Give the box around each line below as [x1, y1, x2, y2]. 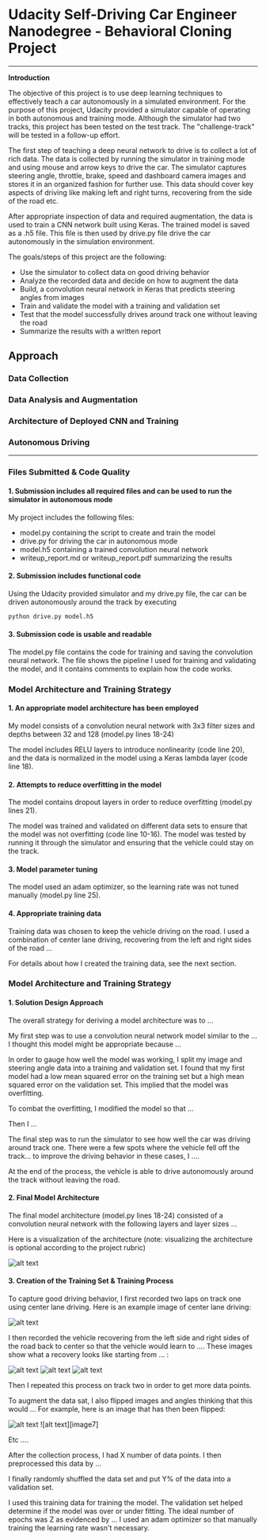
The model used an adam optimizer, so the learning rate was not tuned [8, 882, 239, 892]
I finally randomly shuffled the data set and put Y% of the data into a [8, 1474, 231, 1484]
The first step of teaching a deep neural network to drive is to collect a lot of [8, 145, 257, 155]
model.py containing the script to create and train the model [19, 528, 216, 537]
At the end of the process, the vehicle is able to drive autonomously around [8, 1166, 254, 1176]
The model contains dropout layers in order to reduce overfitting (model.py [8, 798, 253, 807]
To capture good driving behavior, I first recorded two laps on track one [8, 1294, 241, 1304]
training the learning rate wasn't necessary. [8, 1523, 150, 1533]
